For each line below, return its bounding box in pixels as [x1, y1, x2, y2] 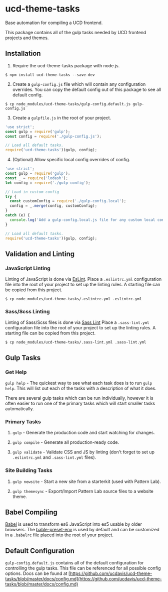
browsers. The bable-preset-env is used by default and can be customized [5, 527, 160, 533]
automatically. [5, 406, 34, 412]
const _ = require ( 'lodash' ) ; [5, 175, 68, 181]
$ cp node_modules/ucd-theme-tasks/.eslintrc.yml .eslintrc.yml [5, 297, 142, 302]
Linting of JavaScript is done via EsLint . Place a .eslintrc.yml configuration [5, 276, 162, 282]
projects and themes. [5, 35, 49, 41]
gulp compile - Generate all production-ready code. [12, 439, 119, 445]
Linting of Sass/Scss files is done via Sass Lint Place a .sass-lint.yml [5, 319, 149, 325]
